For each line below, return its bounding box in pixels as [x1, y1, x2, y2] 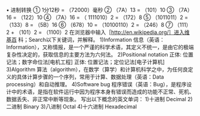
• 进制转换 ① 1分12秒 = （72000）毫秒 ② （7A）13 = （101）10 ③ [6, 7, 174, 13]
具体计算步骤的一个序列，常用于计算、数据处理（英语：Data [16, 73, 164, 80]
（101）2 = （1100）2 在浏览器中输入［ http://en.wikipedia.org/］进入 [16, 29, 185, 36]
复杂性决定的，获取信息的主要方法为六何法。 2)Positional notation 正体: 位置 [6, 51, 194, 58]
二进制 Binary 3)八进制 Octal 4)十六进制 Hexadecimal [6, 103, 137, 110]
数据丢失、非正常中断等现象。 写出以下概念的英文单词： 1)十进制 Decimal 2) [6, 96, 193, 102]
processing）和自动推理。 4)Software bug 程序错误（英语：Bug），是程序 [6, 81, 187, 87]
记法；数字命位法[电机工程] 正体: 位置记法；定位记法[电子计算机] [6, 58, 165, 65]
